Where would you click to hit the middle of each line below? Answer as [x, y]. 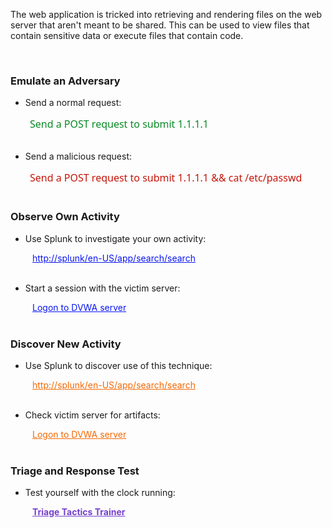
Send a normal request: [73, 103]
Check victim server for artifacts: [92, 415]
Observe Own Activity [65, 217]
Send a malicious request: [78, 156]
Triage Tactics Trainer [79, 512]
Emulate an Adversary [65, 81]
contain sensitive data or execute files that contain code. [127, 35]
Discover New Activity [66, 344]
